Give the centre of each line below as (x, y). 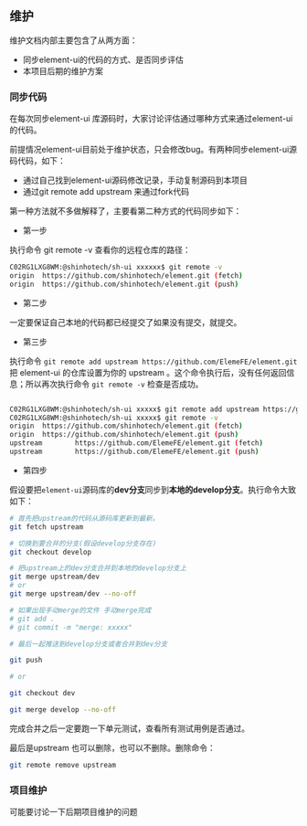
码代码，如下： (37, 161)
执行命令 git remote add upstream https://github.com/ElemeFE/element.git (153, 361)
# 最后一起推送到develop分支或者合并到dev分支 (89, 644)
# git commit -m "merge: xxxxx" (71, 627)
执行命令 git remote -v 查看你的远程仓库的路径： (101, 250)
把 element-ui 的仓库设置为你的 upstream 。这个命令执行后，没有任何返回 (148, 372)
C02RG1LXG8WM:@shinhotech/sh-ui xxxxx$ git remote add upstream (134, 409)
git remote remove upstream (63, 765)
